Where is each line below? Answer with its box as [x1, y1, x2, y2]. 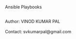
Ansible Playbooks [5, 4, 42, 10]
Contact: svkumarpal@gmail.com [5, 29, 72, 34]
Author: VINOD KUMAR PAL [5, 19, 61, 24]
